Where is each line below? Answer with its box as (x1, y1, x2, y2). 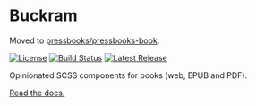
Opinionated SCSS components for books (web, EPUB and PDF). (9, 69, 248, 81)
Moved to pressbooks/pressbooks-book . (9, 35, 160, 46)
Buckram (9, 5, 78, 26)
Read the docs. (9, 87, 65, 98)
